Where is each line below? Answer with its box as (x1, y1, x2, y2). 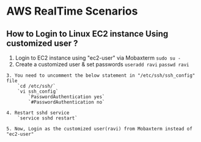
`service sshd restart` (17, 115, 78, 121)
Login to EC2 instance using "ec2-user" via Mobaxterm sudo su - (15, 54, 181, 62)
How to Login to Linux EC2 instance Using (6, 29, 169, 39)
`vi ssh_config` (17, 88, 59, 94)
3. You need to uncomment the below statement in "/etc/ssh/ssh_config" (6, 73, 196, 79)
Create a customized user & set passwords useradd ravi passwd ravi (15, 61, 189, 68)
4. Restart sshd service (6, 110, 70, 116)
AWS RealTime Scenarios (6, 4, 138, 18)
